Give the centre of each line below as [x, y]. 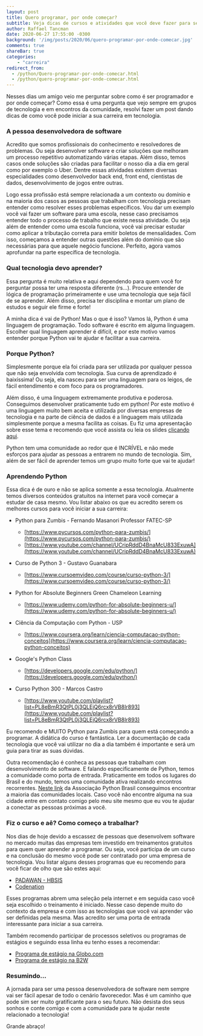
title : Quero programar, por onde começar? [62, 18]
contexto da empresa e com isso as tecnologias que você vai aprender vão [100, 911]
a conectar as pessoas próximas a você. [56, 808]
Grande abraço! [26, 1026]
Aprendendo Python [37, 476]
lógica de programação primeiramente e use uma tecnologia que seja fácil [99, 294]
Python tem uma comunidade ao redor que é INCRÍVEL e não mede [90, 448]
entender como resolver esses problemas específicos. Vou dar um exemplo [100, 208]
